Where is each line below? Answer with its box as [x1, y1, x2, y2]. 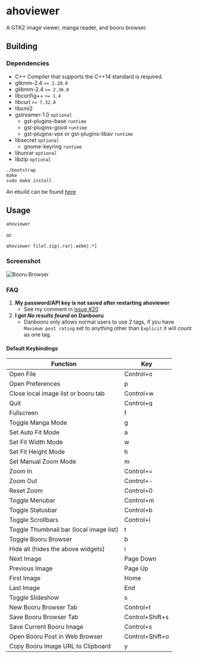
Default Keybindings [6, 345, 58, 352]
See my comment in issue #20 [23, 306, 98, 313]
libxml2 [14, 105, 33, 112]
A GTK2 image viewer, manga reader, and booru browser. [6, 24, 147, 31]
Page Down [124, 555, 157, 563]
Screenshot [6, 257, 41, 266]
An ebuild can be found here [6, 188, 76, 195]
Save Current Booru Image [9, 623, 83, 631]
